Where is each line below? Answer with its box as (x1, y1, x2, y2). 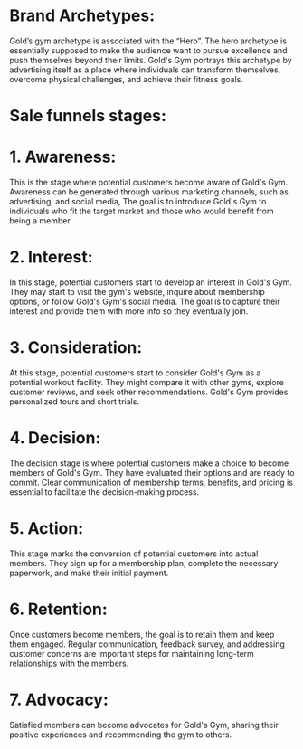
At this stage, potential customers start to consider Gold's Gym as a (9, 367, 261, 378)
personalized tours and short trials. (9, 395, 140, 407)
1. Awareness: (9, 147, 117, 167)
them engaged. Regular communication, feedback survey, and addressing (9, 639, 285, 649)
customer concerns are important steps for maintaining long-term (9, 648, 255, 659)
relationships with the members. (9, 658, 129, 668)
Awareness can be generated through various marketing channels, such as (9, 186, 289, 197)
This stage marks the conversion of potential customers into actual (9, 548, 259, 559)
